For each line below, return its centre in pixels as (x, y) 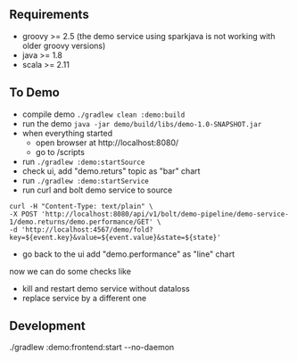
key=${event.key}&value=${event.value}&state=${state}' (115, 237)
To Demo (34, 93)
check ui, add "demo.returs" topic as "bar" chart (111, 171)
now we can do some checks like (70, 271)
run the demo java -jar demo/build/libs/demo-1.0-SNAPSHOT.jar (142, 123)
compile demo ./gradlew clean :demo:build (103, 114)
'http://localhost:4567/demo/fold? (87, 230)
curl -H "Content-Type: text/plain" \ (81, 206)
